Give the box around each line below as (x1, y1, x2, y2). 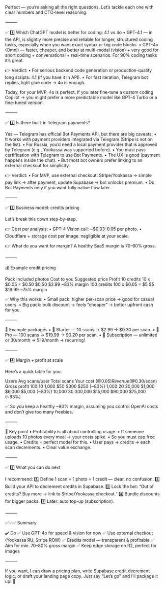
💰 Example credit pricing (5, 265, 56, 271)
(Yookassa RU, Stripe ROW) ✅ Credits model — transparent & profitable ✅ (5, 537, 155, 543)
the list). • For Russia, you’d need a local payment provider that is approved (5, 141, 158, 147)
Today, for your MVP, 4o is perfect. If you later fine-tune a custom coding (5, 89, 154, 95)
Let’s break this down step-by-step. (5, 216, 77, 222)
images (5, 548, 20, 554)
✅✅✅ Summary (5, 520, 37, 525)
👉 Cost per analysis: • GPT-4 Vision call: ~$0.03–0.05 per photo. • (5, 226, 142, 232)
